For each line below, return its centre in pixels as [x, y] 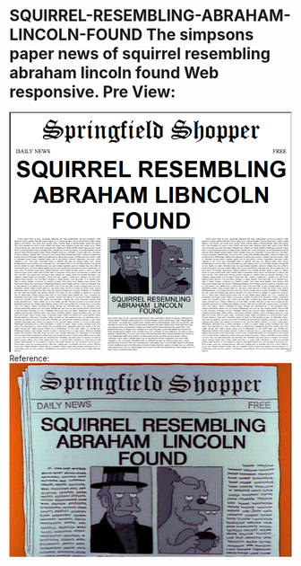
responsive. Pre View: [93, 92]
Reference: [30, 358]
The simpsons [200, 35]
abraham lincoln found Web [114, 73]
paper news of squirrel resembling [140, 54]
